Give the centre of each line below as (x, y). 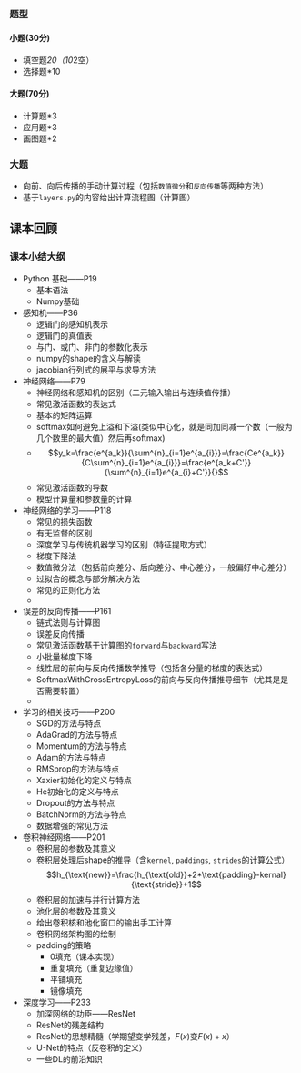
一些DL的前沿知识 (69, 1058)
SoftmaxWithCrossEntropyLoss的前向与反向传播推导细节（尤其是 (158, 679)
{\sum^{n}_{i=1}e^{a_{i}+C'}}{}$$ (166, 472)
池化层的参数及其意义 (76, 911)
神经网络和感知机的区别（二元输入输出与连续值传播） (136, 392)
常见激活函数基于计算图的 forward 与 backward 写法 (126, 645)
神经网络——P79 (54, 381)
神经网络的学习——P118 (67, 510)
